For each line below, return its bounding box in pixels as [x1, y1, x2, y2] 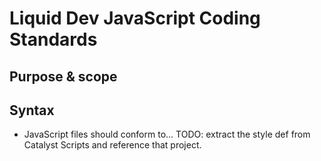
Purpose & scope [9, 68, 118, 85]
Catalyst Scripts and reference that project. [23, 139, 202, 151]
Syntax [9, 102, 55, 119]
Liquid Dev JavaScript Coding [9, 7, 261, 30]
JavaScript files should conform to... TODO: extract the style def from [23, 128, 311, 141]
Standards [9, 28, 98, 51]
